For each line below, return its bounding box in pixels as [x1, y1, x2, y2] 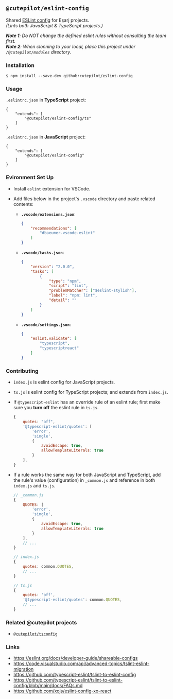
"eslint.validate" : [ [30, 336, 77, 341]
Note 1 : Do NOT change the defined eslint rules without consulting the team [6, 32, 167, 39]
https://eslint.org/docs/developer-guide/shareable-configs [13, 655, 138, 661]
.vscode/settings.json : [21, 321, 71, 327]
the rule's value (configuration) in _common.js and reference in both [13, 477, 155, 483]
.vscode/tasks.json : [21, 250, 64, 256]
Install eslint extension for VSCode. [13, 185, 91, 191]
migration [13, 666, 34, 672]
